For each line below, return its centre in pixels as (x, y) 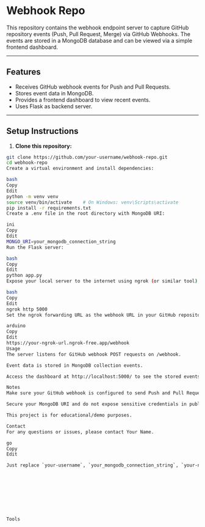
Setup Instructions (42, 131)
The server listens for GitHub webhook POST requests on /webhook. (94, 354)
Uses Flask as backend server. (54, 106)
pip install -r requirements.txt (49, 208)
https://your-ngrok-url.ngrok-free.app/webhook (68, 343)
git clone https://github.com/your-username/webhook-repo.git (87, 157)
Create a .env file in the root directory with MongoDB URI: (86, 214)
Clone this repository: (43, 146)
